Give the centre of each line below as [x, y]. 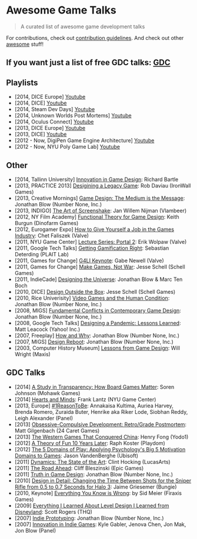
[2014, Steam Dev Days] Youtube [55, 109]
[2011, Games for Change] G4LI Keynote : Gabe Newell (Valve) [89, 260]
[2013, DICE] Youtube [41, 134]
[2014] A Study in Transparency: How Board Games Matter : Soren [94, 387]
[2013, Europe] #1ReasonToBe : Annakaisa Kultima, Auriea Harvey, [94, 406]
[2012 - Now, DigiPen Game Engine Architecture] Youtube [84, 140]
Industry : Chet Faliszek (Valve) [52, 235]
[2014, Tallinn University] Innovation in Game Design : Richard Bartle [96, 179]
